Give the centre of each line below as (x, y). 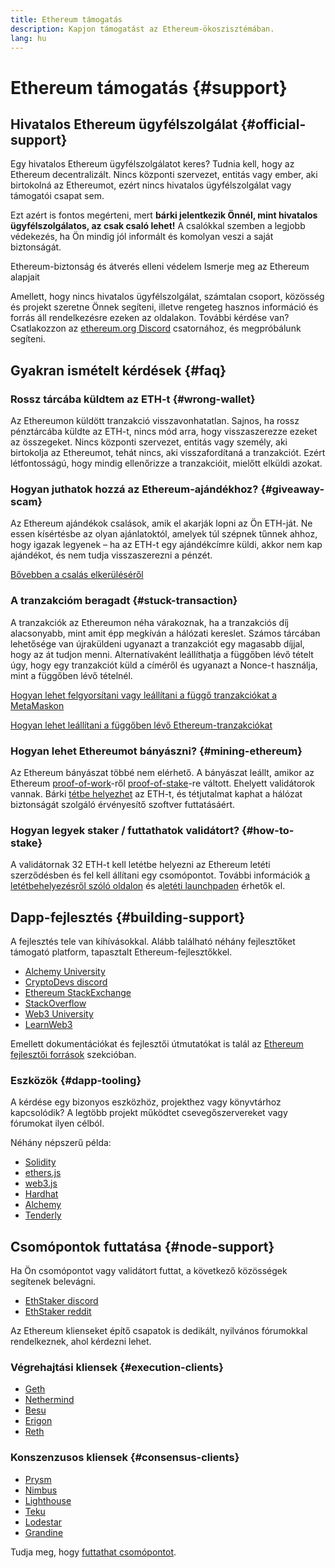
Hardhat (41, 1194)
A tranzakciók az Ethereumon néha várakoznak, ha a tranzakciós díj (149, 622)
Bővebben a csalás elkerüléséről (77, 575)
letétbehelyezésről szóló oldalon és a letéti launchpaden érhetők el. (148, 886)
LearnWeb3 (48, 1025)
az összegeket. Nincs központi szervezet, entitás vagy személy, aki (149, 442)
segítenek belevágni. (53, 1282)
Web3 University (59, 1014)
